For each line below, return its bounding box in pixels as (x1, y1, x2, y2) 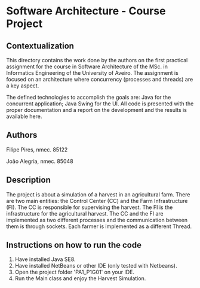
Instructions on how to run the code (6, 240, 142, 250)
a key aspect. (6, 82, 39, 89)
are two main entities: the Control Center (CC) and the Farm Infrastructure (6, 197, 188, 204)
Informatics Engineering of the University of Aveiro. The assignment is (6, 69, 179, 76)
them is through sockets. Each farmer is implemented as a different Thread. (6, 223, 192, 230)
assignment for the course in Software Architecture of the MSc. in (6, 63, 168, 70)
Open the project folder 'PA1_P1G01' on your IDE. (14, 268, 134, 276)
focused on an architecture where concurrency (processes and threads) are (6, 76, 193, 83)
